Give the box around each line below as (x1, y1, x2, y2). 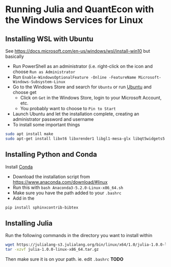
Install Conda (5, 163, 33, 170)
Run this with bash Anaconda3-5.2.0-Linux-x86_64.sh (12, 184, 124, 190)
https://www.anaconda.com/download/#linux (12, 179, 108, 185)
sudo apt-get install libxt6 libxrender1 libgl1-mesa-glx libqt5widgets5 (5, 136, 165, 141)
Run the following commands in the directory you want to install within (5, 232, 153, 239)
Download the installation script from (12, 174, 90, 180)
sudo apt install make (5, 131, 53, 137)
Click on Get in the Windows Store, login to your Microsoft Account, (20, 95, 162, 101)
